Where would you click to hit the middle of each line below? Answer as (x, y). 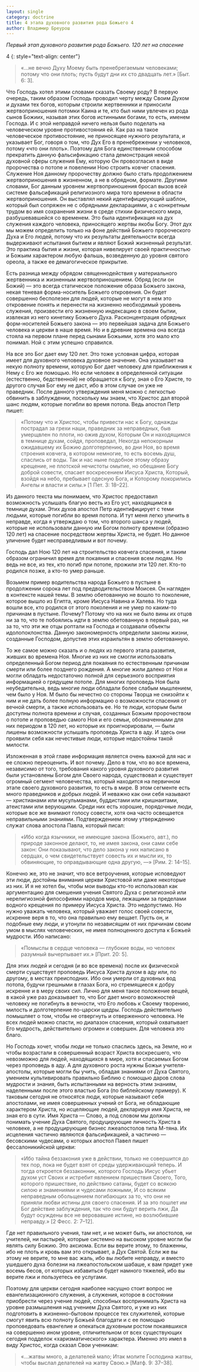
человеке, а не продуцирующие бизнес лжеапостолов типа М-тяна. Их (97, 1128)
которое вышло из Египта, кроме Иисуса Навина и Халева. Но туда (92, 601)
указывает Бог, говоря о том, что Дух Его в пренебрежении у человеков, (99, 142)
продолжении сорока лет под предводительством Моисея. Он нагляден (98, 589)
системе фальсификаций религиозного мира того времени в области (94, 192)
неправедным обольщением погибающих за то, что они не (95, 1196)
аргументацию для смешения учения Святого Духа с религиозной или (96, 892)
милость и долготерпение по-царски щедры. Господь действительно (94, 1010)
